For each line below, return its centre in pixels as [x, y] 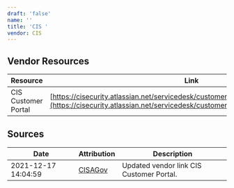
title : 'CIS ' [28, 26]
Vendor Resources [48, 61]
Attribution [97, 153]
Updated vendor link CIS [162, 165]
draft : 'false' [29, 14]
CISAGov [93, 169]
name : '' [20, 20]
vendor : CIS [24, 33]
